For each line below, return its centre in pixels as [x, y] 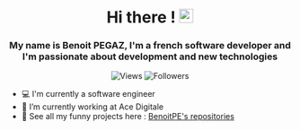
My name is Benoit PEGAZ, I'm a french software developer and [150, 46]
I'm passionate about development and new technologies [150, 56]
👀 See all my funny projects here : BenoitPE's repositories [128, 117]
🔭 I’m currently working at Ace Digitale [92, 107]
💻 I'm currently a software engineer [88, 94]
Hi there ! [141, 17]
